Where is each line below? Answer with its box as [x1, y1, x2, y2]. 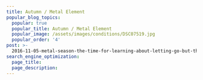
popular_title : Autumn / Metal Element [11, 25, 112, 32]
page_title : [11, 59, 42, 65]
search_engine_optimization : [6, 54, 80, 60]
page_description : [11, 64, 59, 71]
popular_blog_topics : [6, 14, 61, 20]
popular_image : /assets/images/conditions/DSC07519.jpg [11, 31, 155, 37]
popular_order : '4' [11, 37, 61, 43]
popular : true [11, 20, 47, 26]
